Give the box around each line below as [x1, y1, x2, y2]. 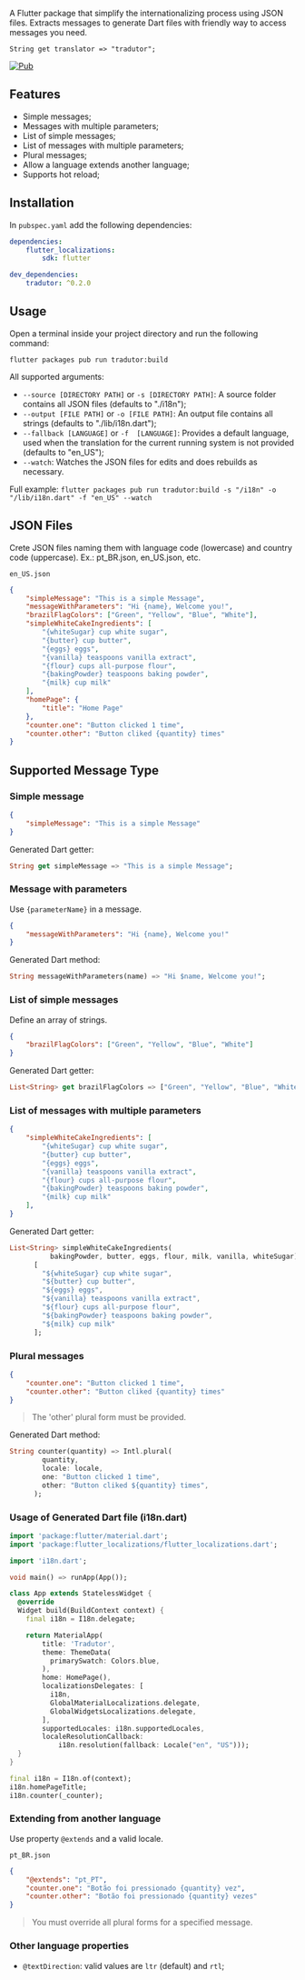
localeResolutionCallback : [42, 1732, 144, 1742]
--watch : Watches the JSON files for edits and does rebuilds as [22, 456, 258, 467]
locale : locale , [42, 1464, 103, 1474]
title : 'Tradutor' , [42, 1639, 116, 1648]
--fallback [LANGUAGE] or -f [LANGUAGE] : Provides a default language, [22, 427, 290, 438]
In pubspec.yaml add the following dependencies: [9, 219, 192, 230]
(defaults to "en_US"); [22, 446, 104, 457]
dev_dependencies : [9, 270, 79, 280]
